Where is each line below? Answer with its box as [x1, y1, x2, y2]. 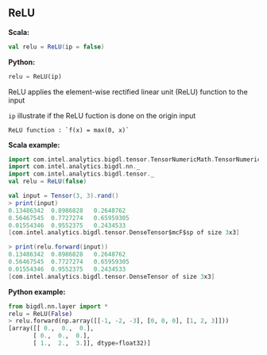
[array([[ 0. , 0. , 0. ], [8, 325, 94, 333]
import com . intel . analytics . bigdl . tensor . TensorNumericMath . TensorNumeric [8, 155, 261, 164]
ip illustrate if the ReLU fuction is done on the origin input [8, 110, 196, 120]
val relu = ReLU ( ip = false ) [8, 43, 105, 51]
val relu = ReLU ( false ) [8, 178, 87, 186]
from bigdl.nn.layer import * [8, 302, 109, 311]
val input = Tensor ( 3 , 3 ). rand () [8, 192, 119, 200]
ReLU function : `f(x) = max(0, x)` [8, 126, 130, 134]
